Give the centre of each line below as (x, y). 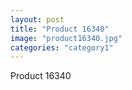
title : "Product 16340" (60, 29)
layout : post (37, 19)
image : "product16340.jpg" (66, 38)
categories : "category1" (62, 47)
